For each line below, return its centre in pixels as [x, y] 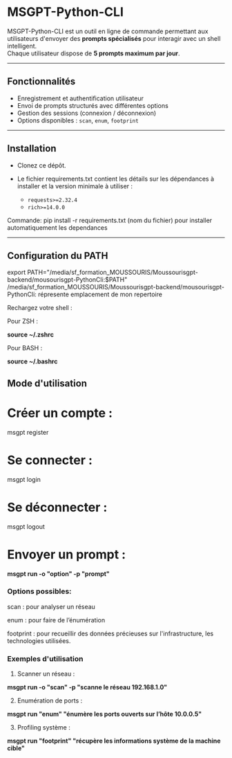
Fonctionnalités [41, 81]
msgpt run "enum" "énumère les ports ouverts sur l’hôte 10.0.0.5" [105, 714]
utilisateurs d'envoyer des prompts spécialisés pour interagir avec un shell [114, 38]
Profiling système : [43, 728]
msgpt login [24, 479]
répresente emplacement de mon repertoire [100, 294]
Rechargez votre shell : [40, 308]
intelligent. [22, 46]
